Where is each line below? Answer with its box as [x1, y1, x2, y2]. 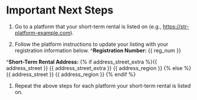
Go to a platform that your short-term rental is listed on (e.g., [14, 23, 162, 30]
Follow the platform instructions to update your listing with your [14, 41, 169, 48]
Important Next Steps [6, 4, 114, 17]
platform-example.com [14, 29, 71, 36]
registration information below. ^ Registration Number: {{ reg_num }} [14, 46, 181, 54]
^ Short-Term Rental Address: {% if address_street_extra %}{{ [6, 58, 157, 65]
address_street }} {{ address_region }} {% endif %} [11, 71, 136, 78]
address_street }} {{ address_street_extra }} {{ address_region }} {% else [6, 64, 183, 71]
